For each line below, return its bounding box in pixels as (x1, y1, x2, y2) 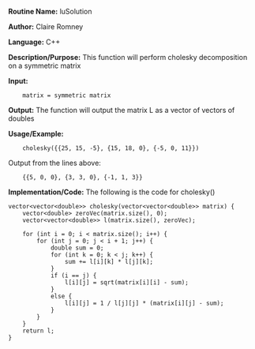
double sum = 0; (50, 244, 104, 252)
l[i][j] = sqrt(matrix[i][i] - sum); (64, 279, 189, 287)
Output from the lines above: (8, 158, 101, 167)
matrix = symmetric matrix (22, 92, 111, 99)
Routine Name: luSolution (8, 7, 92, 16)
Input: (8, 77, 28, 85)
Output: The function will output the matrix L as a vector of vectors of (8, 106, 235, 114)
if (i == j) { (50, 272, 97, 280)
